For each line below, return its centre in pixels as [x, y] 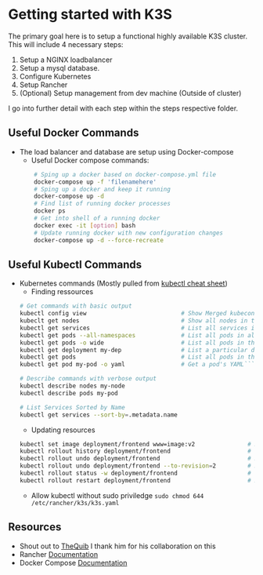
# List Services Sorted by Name [72, 407]
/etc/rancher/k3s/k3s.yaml [75, 503]
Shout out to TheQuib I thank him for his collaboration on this [118, 546]
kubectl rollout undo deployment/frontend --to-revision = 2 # [135, 466]
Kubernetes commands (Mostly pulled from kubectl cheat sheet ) [124, 283]
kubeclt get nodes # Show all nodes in [133, 321]
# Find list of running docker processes [102, 204]
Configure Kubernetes [55, 76]
